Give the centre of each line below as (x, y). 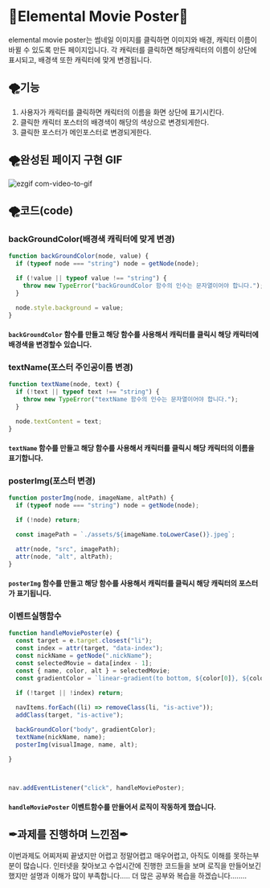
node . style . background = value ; (70, 308)
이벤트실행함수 (35, 616)
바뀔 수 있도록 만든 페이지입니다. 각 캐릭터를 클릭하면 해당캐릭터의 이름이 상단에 (133, 49)
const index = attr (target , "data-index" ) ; (89, 648)
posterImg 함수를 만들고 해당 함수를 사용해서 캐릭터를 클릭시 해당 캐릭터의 (123, 583)
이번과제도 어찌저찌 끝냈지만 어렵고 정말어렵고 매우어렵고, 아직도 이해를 (120, 855)
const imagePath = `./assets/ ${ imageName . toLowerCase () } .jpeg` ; (125, 535)
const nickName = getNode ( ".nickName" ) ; (84, 656)
